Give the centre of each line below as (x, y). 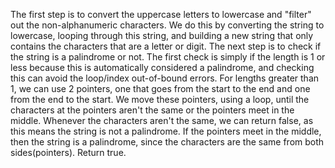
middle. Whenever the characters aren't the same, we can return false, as (162, 120)
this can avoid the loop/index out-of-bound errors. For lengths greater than (165, 78)
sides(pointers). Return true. (68, 152)
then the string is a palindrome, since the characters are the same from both (167, 142)
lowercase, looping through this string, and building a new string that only (162, 35)
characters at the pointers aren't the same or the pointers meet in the (152, 110)
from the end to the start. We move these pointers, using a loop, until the (160, 99)
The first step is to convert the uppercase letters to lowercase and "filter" (161, 14)
